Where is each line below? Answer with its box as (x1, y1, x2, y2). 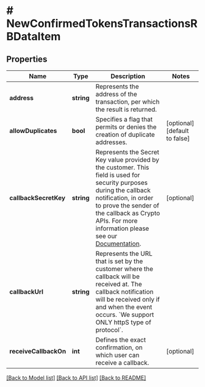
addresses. (95, 138, 128, 146)
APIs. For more (95, 217, 138, 225)
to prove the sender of (95, 201, 160, 209)
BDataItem (6, 30, 61, 43)
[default (166, 126, 189, 135)
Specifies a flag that (95, 115, 153, 123)
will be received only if (95, 295, 160, 303)
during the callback (95, 186, 151, 194)
